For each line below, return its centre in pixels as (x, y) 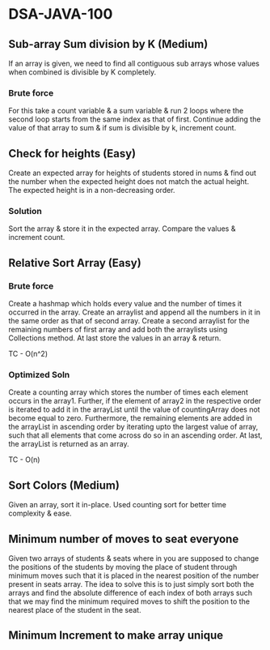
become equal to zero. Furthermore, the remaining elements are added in (131, 418)
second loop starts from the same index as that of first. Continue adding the (135, 119)
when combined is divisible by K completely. (82, 72)
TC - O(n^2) (28, 354)
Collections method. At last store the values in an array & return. (115, 338)
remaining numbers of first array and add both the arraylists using (118, 330)
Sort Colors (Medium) (64, 485)
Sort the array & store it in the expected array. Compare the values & (122, 229)
